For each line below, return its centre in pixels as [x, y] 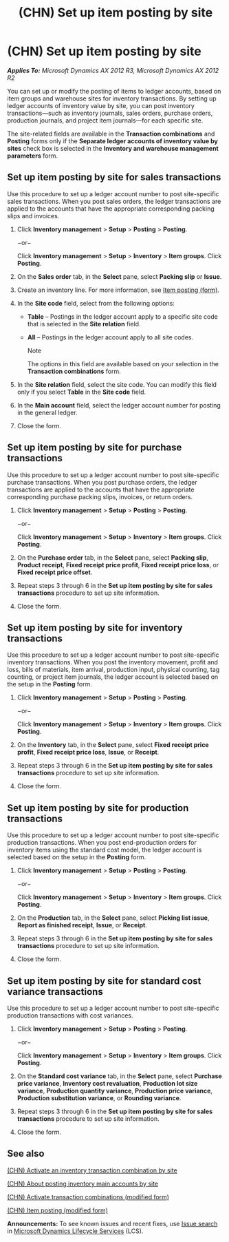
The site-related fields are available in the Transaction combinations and [111, 134]
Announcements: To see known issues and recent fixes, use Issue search [112, 1223]
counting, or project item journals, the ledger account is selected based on [113, 677]
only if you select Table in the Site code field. [81, 392]
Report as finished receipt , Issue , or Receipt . [82, 925]
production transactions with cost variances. [70, 1015]
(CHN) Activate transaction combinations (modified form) [88, 1197]
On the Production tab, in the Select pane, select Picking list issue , [113, 918]
